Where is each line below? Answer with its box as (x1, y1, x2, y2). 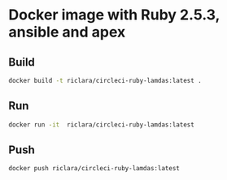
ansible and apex (8, 23, 126, 41)
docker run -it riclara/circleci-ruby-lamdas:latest (8, 120, 195, 129)
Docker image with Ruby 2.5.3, (8, 6, 220, 24)
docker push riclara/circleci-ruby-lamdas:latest (8, 165, 181, 173)
